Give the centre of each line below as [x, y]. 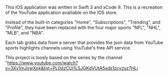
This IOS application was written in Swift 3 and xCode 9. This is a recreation [84, 7]
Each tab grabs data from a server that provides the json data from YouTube [84, 42]
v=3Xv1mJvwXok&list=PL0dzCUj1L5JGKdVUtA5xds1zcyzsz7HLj [72, 68]
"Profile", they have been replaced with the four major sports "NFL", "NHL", [83, 27]
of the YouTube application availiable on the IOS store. [61, 12]
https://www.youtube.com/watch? [43, 63]
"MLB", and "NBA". [25, 33]
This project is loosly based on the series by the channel [64, 57]
